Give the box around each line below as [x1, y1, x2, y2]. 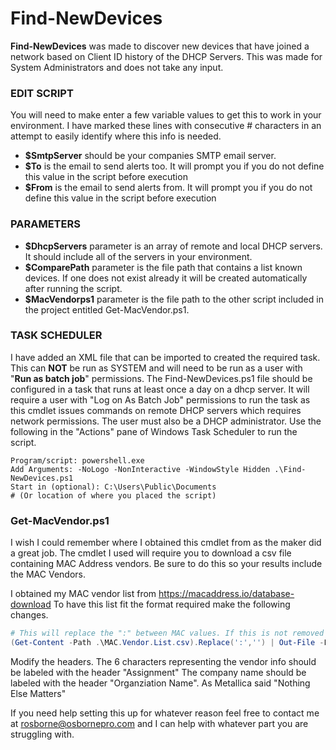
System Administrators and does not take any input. [10, 61, 224, 73]
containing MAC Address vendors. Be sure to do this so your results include [10, 558, 323, 570]
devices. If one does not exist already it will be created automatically [24, 272, 308, 284]
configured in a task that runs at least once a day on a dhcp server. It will [10, 383, 310, 395]
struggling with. [10, 728, 75, 740]
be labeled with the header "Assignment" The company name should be [10, 666, 307, 678]
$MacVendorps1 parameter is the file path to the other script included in [24, 293, 324, 305]
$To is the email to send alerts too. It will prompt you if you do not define [24, 160, 325, 172]
